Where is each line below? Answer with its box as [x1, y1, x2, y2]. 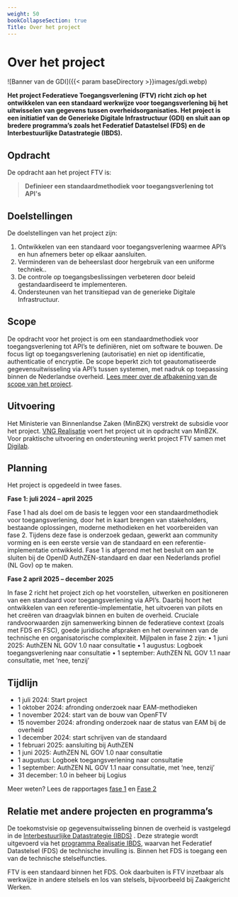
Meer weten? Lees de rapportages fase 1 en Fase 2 [7, 784, 157, 794]
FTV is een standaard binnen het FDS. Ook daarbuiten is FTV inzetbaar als [7, 868, 225, 876]
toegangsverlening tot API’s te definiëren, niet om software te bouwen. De [7, 342, 223, 351]
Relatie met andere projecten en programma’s [7, 805, 213, 817]
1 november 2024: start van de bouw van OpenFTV [17, 711, 168, 719]
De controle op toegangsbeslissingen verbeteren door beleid [17, 272, 195, 281]
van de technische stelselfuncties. [7, 854, 108, 862]
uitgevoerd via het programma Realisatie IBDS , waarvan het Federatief [7, 839, 212, 847]
